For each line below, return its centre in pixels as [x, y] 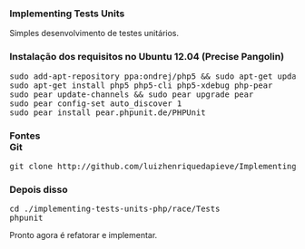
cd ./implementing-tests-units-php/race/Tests [115, 209]
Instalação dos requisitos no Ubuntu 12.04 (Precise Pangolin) [147, 57]
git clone [31, 166]
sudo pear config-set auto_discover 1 [96, 103]
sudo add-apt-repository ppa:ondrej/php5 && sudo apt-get [141, 76]
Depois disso [39, 189]
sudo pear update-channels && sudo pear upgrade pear [132, 94]
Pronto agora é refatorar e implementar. [84, 235]
